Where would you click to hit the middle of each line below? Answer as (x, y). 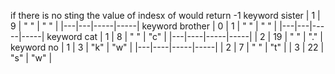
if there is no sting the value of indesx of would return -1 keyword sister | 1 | (165, 15)
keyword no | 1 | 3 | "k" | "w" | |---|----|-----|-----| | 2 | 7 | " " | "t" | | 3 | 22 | (167, 47)
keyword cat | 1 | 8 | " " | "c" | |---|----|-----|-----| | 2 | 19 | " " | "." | (184, 36)
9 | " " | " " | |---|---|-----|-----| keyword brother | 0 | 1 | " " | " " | (144, 26)
